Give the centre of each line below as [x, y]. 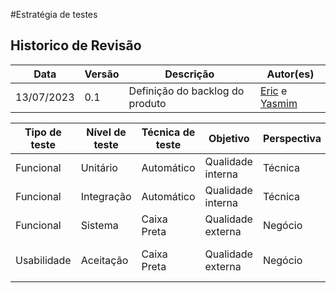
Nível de [106, 132]
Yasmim [278, 103]
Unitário [99, 167]
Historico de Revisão [76, 45]
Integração [106, 196]
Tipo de [43, 132]
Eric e [273, 91]
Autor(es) [290, 74]
